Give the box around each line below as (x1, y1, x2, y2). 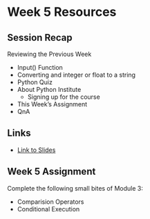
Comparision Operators (17, 198, 84, 206)
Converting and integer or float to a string (17, 70, 136, 79)
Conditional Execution (17, 204, 80, 213)
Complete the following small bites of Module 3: (7, 184, 143, 192)
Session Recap (7, 32, 73, 44)
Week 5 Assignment (7, 166, 96, 178)
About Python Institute (17, 86, 82, 93)
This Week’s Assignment (17, 100, 88, 108)
